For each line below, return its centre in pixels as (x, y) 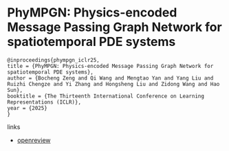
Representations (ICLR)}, (44, 102)
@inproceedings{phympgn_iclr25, (53, 60)
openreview (34, 140)
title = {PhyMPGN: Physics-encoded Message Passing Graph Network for (110, 66)
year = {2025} (28, 108)
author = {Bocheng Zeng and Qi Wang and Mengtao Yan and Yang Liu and (110, 78)
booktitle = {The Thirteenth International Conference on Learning (106, 96)
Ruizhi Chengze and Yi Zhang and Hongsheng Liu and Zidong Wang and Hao (113, 84)
